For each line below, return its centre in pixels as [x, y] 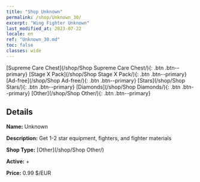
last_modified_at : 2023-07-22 [44, 28]
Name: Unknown [27, 126]
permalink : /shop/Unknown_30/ [44, 17]
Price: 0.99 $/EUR [29, 173]
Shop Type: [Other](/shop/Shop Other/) [55, 150]
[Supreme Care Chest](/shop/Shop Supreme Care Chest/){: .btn [85, 68]
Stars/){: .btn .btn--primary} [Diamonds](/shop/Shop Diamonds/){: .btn [93, 87]
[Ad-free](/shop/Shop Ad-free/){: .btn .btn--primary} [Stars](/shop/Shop [96, 80]
